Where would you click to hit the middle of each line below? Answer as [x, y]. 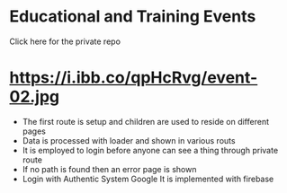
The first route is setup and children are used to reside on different [146, 121]
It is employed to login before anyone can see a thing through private [150, 150]
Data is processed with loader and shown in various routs [129, 140]
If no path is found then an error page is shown [109, 169]
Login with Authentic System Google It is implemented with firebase [148, 179]
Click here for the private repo [65, 41]
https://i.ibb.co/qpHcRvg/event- [134, 78]
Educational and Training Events [133, 17]
